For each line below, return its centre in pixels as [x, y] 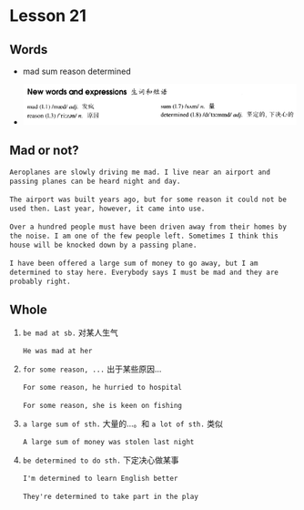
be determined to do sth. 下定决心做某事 [101, 460]
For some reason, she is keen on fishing [102, 406]
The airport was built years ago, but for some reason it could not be [148, 200]
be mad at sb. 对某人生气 [70, 332]
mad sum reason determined [76, 71]
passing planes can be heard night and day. [95, 182]
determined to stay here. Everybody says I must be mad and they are [144, 273]
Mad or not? [44, 150]
